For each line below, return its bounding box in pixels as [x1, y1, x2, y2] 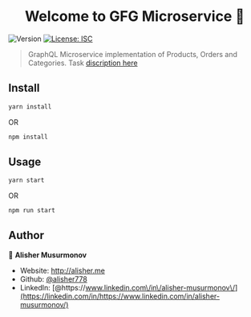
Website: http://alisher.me [19, 266, 106, 275]
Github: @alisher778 [19, 274, 88, 284]
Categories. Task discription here [27, 58, 138, 68]
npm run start [8, 207, 56, 215]
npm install [8, 133, 48, 141]
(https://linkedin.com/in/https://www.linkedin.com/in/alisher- [19, 291, 221, 301]
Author [8, 228, 44, 242]
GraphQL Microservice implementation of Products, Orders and [27, 49, 238, 59]
